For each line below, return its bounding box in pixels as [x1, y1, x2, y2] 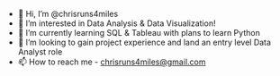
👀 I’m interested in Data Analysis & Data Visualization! [17, 18, 216, 29]
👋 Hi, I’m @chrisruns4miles [17, 9, 119, 19]
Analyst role [17, 46, 63, 57]
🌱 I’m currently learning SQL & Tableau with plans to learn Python [17, 28, 261, 38]
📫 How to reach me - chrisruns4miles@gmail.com [17, 56, 206, 67]
